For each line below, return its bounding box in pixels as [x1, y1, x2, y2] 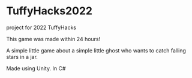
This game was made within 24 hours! [6, 35, 101, 42]
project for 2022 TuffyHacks [6, 24, 77, 31]
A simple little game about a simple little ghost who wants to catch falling [6, 46, 186, 54]
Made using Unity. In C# [6, 64, 66, 72]
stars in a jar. [6, 53, 38, 60]
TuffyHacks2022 [6, 4, 93, 18]
